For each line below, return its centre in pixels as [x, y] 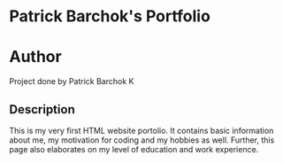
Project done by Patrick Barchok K [72, 81]
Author [35, 57]
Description [42, 109]
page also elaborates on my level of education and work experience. [134, 149]
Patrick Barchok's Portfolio [110, 16]
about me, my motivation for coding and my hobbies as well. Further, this [142, 140]
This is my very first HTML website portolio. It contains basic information [141, 130]
